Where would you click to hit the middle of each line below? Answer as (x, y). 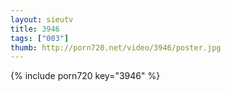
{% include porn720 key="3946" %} (85, 76)
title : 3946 (35, 29)
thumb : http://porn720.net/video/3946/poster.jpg (116, 47)
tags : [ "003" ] (40, 38)
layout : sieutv (42, 19)
